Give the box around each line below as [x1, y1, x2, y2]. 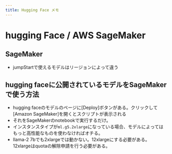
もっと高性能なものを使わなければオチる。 [12, 130, 103, 136]
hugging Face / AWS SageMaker [5, 29, 146, 41]
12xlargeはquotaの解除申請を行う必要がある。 [12, 143, 110, 149]
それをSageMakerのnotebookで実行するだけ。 [12, 117, 111, 123]
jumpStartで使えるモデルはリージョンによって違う [12, 64, 119, 70]
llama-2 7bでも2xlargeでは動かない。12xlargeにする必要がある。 [12, 137, 150, 143]
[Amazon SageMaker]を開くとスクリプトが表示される [12, 111, 127, 117]
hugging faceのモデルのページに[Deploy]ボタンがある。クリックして [12, 104, 158, 111]
